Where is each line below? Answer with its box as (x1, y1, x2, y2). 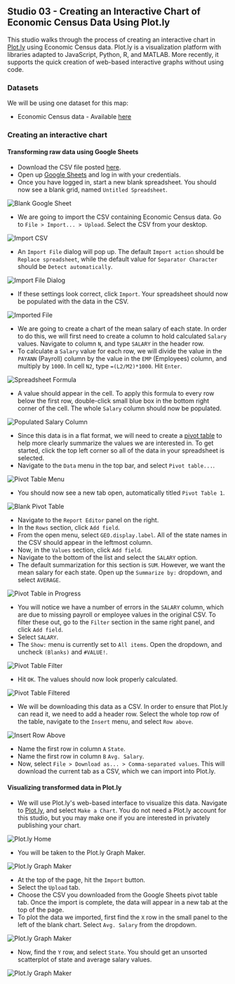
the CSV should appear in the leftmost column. (17, 538, 153, 547)
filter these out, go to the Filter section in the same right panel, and (17, 618, 215, 626)
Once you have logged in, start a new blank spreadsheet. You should (17, 178, 217, 187)
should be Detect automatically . (17, 263, 113, 271)
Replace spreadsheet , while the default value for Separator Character (17, 255, 218, 263)
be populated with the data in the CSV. (17, 297, 129, 305)
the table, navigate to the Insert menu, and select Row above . (17, 717, 194, 726)
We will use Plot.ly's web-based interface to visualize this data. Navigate (17, 799, 228, 807)
